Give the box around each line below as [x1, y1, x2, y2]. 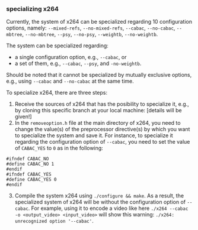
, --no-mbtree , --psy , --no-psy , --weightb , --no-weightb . [21, 31, 158, 38]
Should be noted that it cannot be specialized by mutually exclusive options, [6, 72, 192, 79]
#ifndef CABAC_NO [6, 156, 49, 162]
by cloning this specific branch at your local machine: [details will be [14, 107, 182, 114]
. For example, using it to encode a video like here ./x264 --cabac [28, 205, 189, 212]
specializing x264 [6, 5, 59, 13]
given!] [14, 113, 32, 120]
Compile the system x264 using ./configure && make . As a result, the [14, 192, 184, 199]
